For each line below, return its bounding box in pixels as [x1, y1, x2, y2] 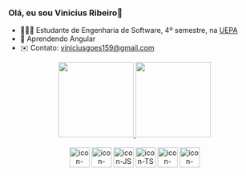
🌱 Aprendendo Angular [19, 34, 96, 43]
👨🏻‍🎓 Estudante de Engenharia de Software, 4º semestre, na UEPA [19, 26, 238, 35]
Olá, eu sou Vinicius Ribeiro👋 [8, 7, 123, 18]
